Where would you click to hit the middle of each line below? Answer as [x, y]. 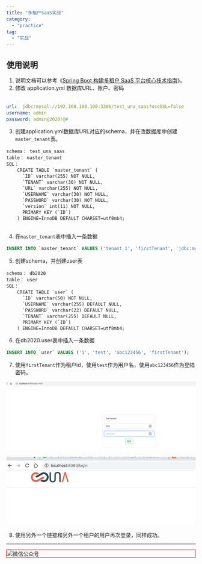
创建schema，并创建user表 [49, 261]
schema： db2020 [26, 274]
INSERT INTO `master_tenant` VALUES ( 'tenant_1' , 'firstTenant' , [90, 249]
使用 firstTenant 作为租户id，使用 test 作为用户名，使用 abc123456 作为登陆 [105, 365]
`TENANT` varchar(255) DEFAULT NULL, [69, 316]
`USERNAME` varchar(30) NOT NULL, [66, 195]
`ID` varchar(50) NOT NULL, [57, 298]
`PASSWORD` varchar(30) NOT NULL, [66, 201]
